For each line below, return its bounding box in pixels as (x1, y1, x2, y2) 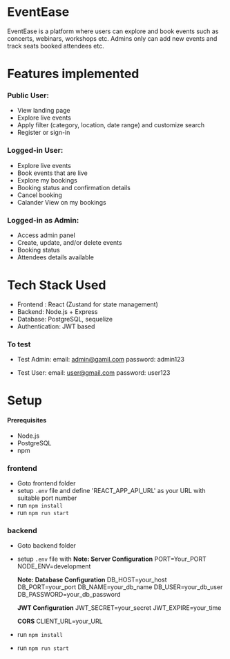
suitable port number (17, 494, 77, 502)
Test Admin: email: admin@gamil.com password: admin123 (17, 355, 185, 364)
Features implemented (7, 66, 140, 82)
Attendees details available (17, 253, 95, 261)
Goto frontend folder (17, 479, 76, 488)
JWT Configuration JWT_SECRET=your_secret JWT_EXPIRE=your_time (17, 604, 222, 612)
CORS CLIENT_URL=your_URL (17, 617, 103, 626)
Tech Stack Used (7, 277, 106, 293)
